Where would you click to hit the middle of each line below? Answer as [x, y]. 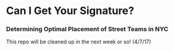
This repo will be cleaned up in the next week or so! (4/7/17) [79, 42]
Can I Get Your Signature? [70, 11]
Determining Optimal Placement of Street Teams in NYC [87, 29]
